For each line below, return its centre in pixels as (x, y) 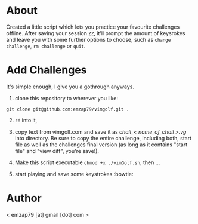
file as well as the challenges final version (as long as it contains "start (101, 145)
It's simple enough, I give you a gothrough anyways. (70, 87)
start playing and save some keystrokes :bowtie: (74, 174)
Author (24, 198)
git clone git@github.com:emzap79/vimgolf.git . (68, 109)
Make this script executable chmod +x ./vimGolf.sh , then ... (87, 162)
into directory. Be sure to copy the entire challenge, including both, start (103, 138)
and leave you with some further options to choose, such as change (89, 39)
